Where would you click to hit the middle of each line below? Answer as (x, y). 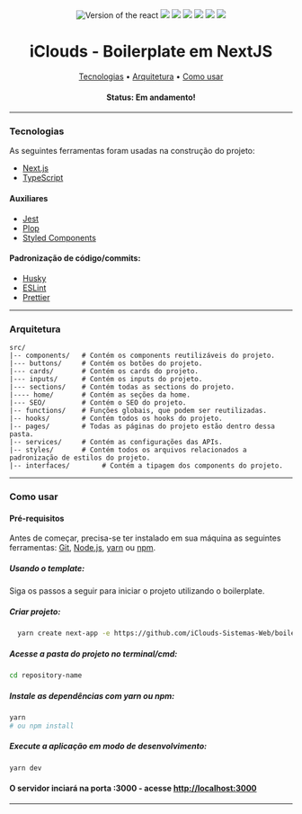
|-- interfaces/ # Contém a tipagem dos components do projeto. (146, 466)
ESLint (34, 288)
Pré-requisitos (37, 518)
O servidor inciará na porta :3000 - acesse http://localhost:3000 (133, 788)
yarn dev (26, 768)
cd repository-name (46, 675)
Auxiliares (29, 199)
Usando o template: (47, 568)
